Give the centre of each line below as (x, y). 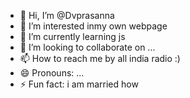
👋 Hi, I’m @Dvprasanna (67, 15)
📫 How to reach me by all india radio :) (100, 58)
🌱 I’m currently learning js (72, 36)
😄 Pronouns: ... (52, 73)
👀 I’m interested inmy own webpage (93, 26)
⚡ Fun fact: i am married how (79, 84)
